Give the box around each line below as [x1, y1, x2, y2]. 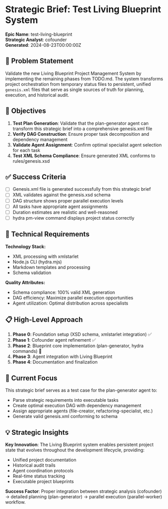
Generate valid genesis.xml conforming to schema [12, 413, 118, 420]
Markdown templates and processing [12, 264, 91, 270]
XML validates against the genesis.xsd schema [12, 192, 111, 198]
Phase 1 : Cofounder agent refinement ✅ [12, 337, 96, 343]
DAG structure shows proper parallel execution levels [12, 197, 124, 204]
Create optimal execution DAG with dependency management [12, 403, 142, 409]
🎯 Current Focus [5, 374, 58, 382]
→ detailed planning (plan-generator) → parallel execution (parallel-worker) [5, 494, 162, 499]
